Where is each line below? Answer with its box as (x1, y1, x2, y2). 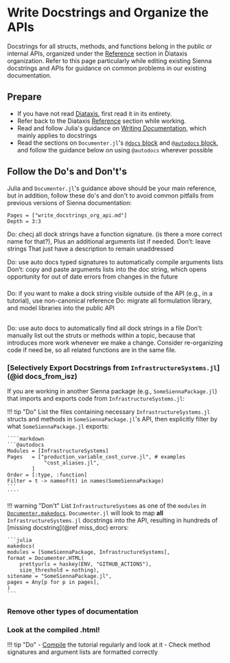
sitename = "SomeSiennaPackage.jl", (7, 573, 112, 580)
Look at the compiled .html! (7, 625, 101, 635)
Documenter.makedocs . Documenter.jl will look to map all (7, 509, 163, 517)
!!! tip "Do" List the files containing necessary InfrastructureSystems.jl (7, 408, 211, 416)
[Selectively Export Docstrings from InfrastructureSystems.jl (7, 362, 218, 372)
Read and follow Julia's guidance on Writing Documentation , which (16, 124, 207, 132)
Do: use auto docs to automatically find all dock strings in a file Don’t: (7, 324, 203, 332)
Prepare (7, 91, 43, 103)
